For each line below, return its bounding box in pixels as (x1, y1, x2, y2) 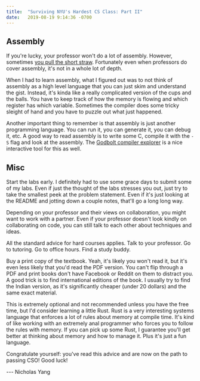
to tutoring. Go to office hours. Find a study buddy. (6, 246, 131, 253)
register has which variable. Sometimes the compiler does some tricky (6, 102, 179, 109)
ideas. (6, 228, 21, 235)
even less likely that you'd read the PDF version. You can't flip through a (6, 264, 183, 271)
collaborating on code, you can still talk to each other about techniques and (6, 222, 192, 229)
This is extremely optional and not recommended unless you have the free (6, 301, 189, 308)
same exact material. (6, 289, 58, 296)
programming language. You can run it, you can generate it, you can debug (6, 126, 191, 133)
